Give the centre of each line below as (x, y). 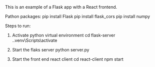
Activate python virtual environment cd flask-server (64, 35)
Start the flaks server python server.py (51, 50)
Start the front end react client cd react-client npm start (68, 59)
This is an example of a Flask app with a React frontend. (61, 7)
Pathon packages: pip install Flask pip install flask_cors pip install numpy (78, 16)
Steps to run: (18, 26)
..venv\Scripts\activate (34, 40)
